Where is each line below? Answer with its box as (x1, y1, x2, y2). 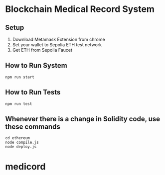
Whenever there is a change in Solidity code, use (5, 115, 161, 123)
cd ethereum (5, 136, 30, 141)
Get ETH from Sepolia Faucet (12, 47, 73, 53)
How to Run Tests (5, 88, 61, 96)
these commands (5, 123, 61, 131)
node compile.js (5, 140, 39, 145)
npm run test (5, 101, 32, 106)
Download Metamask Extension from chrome (12, 36, 106, 42)
